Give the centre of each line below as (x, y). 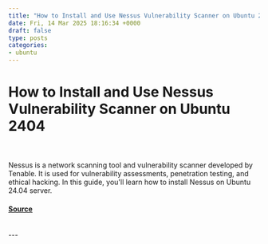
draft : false (30, 30)
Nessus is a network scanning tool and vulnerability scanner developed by (131, 165)
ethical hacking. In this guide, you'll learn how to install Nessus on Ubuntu (130, 182)
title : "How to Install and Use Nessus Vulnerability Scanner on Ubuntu (132, 16)
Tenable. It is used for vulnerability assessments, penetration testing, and (128, 173)
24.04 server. (30, 190)
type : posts (28, 38)
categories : (28, 45)
